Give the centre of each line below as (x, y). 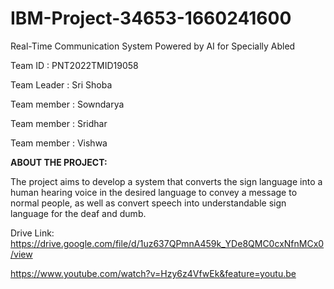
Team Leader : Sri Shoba (61, 84)
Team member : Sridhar (59, 123)
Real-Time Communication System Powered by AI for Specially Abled (153, 46)
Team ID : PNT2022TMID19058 (74, 65)
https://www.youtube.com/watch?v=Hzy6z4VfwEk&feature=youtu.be (153, 273)
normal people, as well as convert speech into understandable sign (148, 203)
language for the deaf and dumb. (78, 213)
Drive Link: (32, 233)
